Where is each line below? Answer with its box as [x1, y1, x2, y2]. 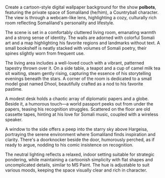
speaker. [5, 117, 23, 122]
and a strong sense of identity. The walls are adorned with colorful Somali [5, 35, 155, 40]
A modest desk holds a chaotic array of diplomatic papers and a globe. [5, 96, 149, 102]
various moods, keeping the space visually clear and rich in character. [5, 167, 147, 173]
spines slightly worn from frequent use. [5, 50, 85, 56]
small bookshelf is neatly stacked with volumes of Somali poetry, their [5, 45, 147, 51]
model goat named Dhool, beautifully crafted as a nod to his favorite [5, 81, 143, 87]
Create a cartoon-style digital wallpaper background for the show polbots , [5, 4, 157, 10]
